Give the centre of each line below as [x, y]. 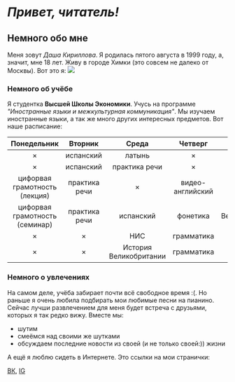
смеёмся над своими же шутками [69, 336]
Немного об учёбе [40, 88]
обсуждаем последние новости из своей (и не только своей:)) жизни [121, 343]
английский [193, 191]
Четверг [194, 144]
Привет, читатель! [63, 12]
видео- [193, 183]
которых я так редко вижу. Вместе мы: [65, 315]
